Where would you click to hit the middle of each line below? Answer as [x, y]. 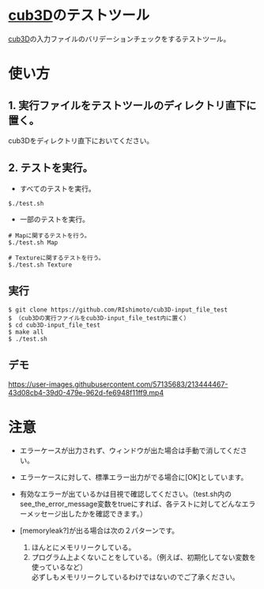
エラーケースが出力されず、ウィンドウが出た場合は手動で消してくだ [130, 451]
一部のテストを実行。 [54, 219]
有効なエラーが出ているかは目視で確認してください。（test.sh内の [125, 494]
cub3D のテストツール [79, 15]
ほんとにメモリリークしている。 [83, 547]
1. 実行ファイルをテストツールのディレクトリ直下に [132, 106]
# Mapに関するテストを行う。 [49, 236]
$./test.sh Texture [40, 265]
